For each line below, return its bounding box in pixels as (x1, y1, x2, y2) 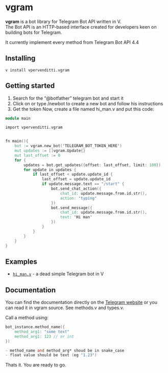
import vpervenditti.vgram (5, 125, 63, 130)
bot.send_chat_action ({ (51, 186, 102, 192)
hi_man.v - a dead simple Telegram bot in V (12, 271, 104, 277)
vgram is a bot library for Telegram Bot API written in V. (5, 18, 122, 25)
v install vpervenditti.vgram (5, 67, 70, 73)
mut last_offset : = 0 (14, 153, 60, 158)
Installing (5, 54, 36, 63)
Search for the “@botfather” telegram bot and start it (12, 95, 124, 101)
